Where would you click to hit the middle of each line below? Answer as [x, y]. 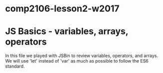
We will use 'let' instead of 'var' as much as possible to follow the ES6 [77, 61]
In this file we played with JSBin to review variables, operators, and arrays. [82, 56]
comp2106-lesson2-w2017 [62, 9]
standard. [15, 66]
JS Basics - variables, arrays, [67, 32]
